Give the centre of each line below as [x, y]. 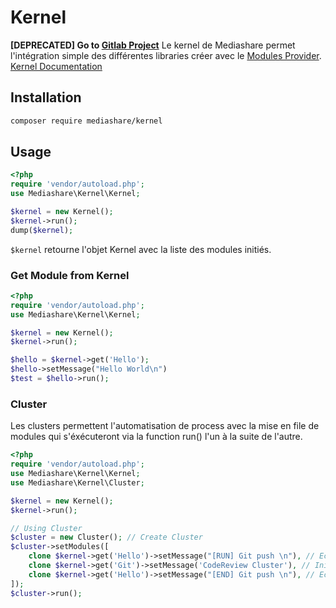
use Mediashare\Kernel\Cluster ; [77, 482]
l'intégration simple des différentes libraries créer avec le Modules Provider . [166, 55]
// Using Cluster [46, 528]
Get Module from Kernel [70, 275]
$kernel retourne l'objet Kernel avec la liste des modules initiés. [141, 249]
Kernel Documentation [56, 66]
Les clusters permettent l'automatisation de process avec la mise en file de [165, 426]
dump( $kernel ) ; [42, 230]
